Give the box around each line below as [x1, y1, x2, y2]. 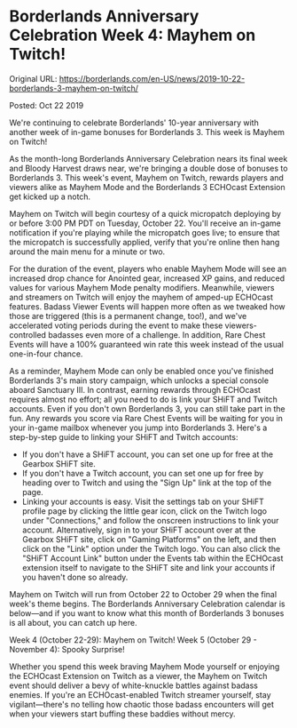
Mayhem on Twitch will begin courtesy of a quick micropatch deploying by [9, 208, 282, 219]
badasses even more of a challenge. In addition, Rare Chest [48, 329, 266, 340]
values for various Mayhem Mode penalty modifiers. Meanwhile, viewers [9, 282, 275, 292]
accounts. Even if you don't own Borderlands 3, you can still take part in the [9, 403, 285, 414]
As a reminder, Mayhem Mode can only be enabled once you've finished [9, 365, 274, 376]
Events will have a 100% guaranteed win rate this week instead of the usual [9, 339, 284, 349]
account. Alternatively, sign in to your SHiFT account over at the [21, 524, 256, 535]
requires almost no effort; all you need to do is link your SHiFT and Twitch [9, 394, 277, 404]
